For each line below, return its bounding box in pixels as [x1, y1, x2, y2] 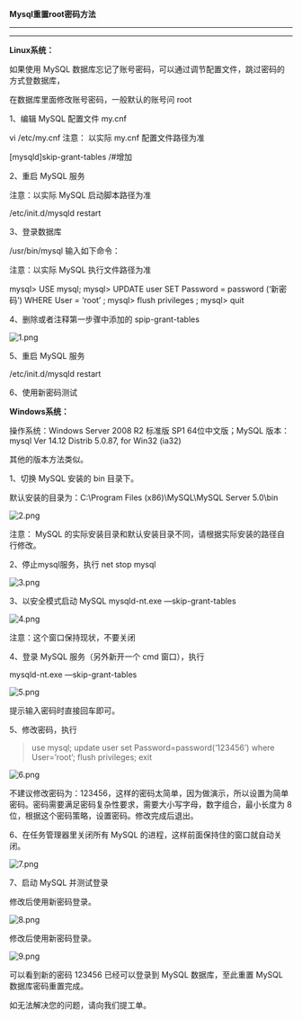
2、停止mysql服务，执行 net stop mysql [9, 559, 156, 569]
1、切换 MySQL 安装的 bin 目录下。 [9, 473, 139, 484]
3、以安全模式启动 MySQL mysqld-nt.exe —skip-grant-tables [9, 595, 236, 606]
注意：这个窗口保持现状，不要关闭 [9, 632, 136, 642]
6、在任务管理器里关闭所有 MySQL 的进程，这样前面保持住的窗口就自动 [9, 829, 274, 840]
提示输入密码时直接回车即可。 [9, 705, 120, 716]
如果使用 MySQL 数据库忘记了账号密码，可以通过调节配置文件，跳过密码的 [9, 64, 286, 75]
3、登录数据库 [9, 227, 62, 237]
